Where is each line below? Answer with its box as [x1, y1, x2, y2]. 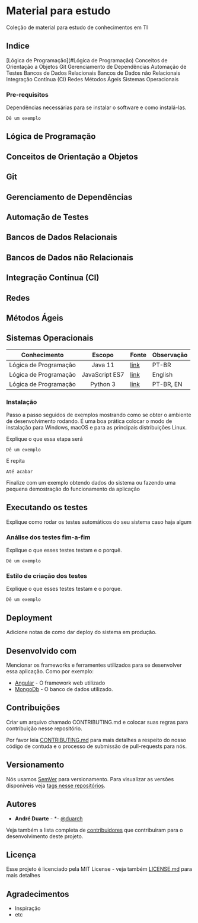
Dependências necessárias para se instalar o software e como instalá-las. [6, 104, 187, 111]
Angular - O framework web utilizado [14, 679, 106, 686]
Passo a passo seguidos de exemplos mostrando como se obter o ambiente [6, 411, 191, 419]
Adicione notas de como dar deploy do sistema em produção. [6, 629, 157, 636]
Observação [152, 351, 188, 359]
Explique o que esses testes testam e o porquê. [6, 547, 123, 554]
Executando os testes [6, 502, 88, 513]
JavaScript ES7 [81, 370, 124, 378]
